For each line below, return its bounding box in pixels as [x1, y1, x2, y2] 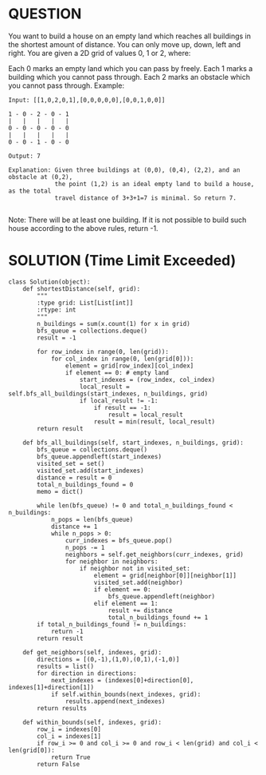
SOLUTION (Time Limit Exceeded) [8, 252, 237, 270]
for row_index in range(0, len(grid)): [37, 348, 170, 356]
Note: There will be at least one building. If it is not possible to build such [8, 215, 247, 225]
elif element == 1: [93, 599, 158, 607]
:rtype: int [37, 305, 77, 314]
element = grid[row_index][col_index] [65, 361, 194, 370]
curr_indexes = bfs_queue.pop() [65, 536, 173, 544]
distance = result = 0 [37, 473, 112, 482]
